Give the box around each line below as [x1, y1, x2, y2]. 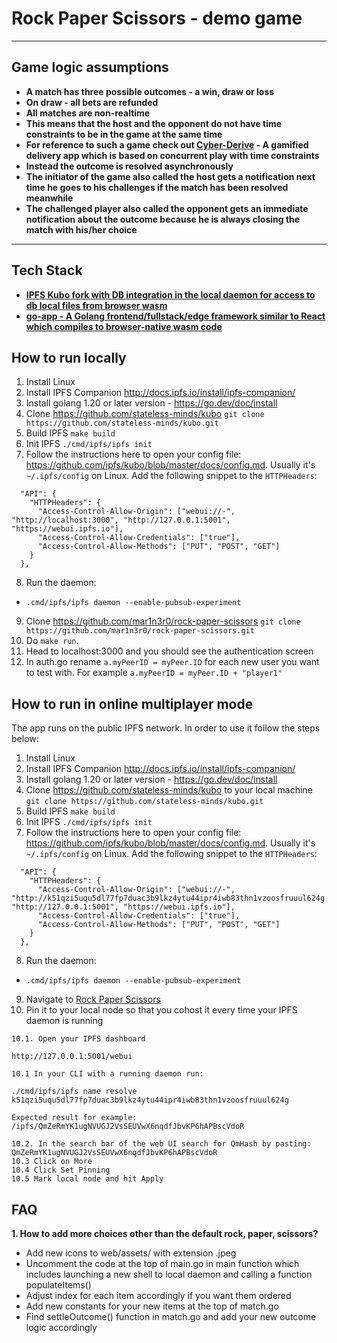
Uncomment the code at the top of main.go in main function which [25, 1258, 300, 1269]
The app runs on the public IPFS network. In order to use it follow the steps [11, 722, 321, 734]
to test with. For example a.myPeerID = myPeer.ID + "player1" [25, 667, 283, 679]
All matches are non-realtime [25, 107, 151, 119]
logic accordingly [25, 1322, 98, 1333]
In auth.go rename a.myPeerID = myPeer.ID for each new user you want [25, 656, 320, 668]
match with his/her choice [25, 223, 138, 236]
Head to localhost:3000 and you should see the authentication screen [25, 645, 314, 657]
